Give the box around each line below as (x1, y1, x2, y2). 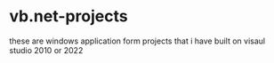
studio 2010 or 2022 (9, 44, 84, 55)
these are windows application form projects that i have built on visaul (9, 35, 265, 46)
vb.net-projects (9, 6, 128, 27)
